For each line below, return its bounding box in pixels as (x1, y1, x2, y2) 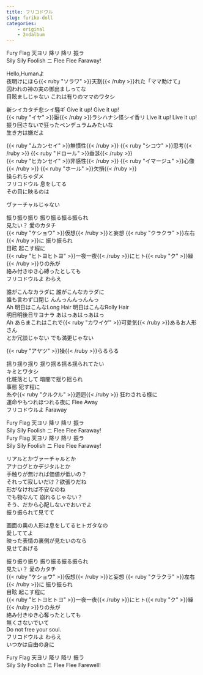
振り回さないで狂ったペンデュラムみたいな (6, 121, 114, 129)
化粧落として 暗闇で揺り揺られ (6, 375, 83, 383)
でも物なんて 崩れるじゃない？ (6, 494, 83, 501)
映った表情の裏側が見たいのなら (6, 537, 87, 545)
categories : (6, 20, 37, 26)
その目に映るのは (6, 188, 50, 195)
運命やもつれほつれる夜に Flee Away (6, 399, 98, 406)
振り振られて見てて (6, 509, 55, 516)
